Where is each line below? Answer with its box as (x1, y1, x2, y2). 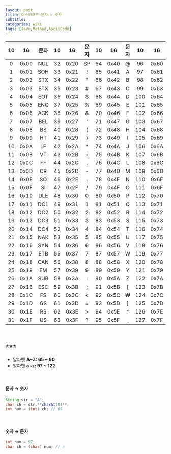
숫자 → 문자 (5, 428, 28, 434)
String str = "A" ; (5, 397, 44, 402)
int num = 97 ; (5, 440, 36, 445)
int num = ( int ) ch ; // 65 (5, 407, 63, 412)
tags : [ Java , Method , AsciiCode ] (5, 26, 72, 32)
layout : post (5, 7, 33, 13)
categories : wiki (5, 21, 42, 27)
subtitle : (5, 17, 26, 22)
